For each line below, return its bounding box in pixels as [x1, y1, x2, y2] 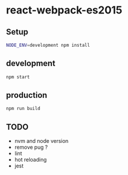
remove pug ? [14, 144, 48, 151]
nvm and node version [14, 138, 69, 145]
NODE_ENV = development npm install [6, 42, 91, 48]
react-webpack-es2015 [6, 4, 123, 17]
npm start [6, 74, 30, 80]
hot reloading [14, 156, 47, 163]
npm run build [6, 106, 41, 112]
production [6, 90, 48, 100]
